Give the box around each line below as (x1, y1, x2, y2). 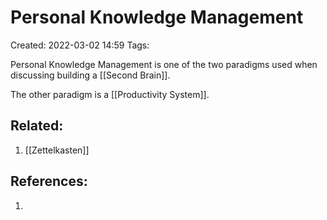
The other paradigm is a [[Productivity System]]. (10, 88, 210, 100)
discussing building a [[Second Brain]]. (10, 69, 171, 81)
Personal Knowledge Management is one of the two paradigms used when (10, 58, 318, 70)
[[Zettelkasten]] (24, 144, 90, 156)
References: (10, 173, 88, 190)
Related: (10, 117, 64, 135)
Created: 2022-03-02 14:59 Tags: (10, 39, 150, 51)
